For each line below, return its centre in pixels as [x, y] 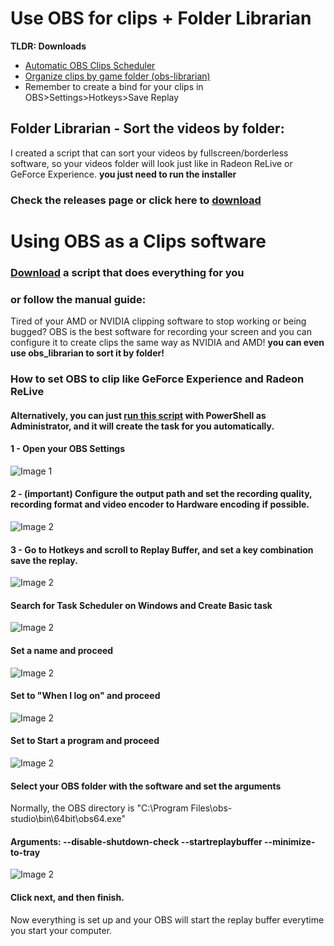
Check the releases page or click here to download [136, 200]
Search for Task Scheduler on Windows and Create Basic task [141, 605]
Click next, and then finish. [67, 898]
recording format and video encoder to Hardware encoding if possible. [160, 504]
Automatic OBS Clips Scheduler [90, 65]
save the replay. [44, 560]
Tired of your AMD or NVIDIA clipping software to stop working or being [158, 321]
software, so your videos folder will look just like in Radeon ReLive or [151, 163]
